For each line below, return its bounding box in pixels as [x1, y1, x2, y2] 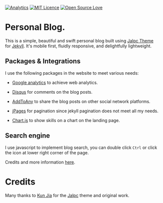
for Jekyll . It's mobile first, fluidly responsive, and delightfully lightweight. [5, 43, 152, 49]
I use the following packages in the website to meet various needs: [5, 70, 139, 76]
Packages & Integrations [5, 57, 81, 65]
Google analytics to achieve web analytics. [12, 80, 98, 85]
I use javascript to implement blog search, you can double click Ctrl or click [5, 144, 157, 150]
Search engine [5, 132, 50, 140]
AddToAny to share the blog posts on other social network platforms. [12, 98, 151, 104]
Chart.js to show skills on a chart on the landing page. [12, 117, 120, 123]
